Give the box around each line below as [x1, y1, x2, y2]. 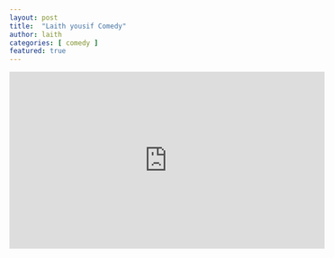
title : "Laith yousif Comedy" [9, 22, 127, 31]
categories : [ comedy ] [9, 38, 99, 48]
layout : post [9, 13, 59, 22]
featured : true [9, 47, 67, 56]
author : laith [9, 30, 63, 39]
